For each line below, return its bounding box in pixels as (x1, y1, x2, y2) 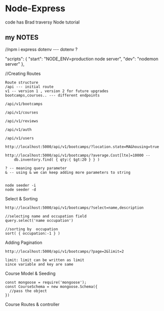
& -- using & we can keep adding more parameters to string (5, 170, 131, 175)
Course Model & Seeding (5, 270, 55, 276)
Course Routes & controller (5, 301, 60, 307)
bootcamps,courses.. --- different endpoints (5, 93, 100, 98)
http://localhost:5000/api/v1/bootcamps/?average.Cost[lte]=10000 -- (5, 153, 151, 158)
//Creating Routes (5, 71, 41, 76)
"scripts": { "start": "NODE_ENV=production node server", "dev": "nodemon (5, 56, 159, 62)
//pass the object (9, 288, 48, 293)
